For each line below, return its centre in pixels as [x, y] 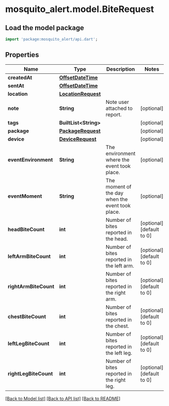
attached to [119, 108]
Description [120, 69]
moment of [118, 187]
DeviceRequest [78, 139]
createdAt [20, 77]
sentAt [16, 85]
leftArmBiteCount [29, 256]
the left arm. [120, 265]
